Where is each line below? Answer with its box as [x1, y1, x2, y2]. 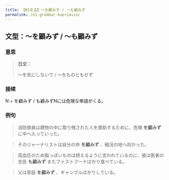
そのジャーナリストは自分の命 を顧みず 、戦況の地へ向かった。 [17, 141, 149, 147]
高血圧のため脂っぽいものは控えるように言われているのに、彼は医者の [17, 152, 164, 158]
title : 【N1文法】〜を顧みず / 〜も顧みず [5, 7, 86, 13]
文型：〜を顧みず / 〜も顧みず [5, 32, 98, 40]
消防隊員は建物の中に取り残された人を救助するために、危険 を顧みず [17, 124, 161, 130]
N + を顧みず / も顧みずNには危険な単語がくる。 [5, 98, 106, 104]
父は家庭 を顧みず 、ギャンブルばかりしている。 [17, 169, 118, 175]
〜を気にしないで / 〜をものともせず [17, 72, 93, 78]
